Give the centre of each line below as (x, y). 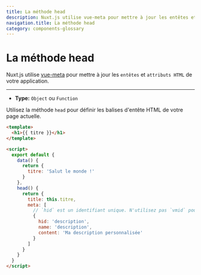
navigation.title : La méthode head (51, 23)
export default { (33, 155)
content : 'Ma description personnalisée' (91, 232)
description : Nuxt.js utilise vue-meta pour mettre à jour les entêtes (97, 17)
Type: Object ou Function (46, 98)
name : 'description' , (65, 227)
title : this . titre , (52, 199)
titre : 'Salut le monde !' (61, 171)
